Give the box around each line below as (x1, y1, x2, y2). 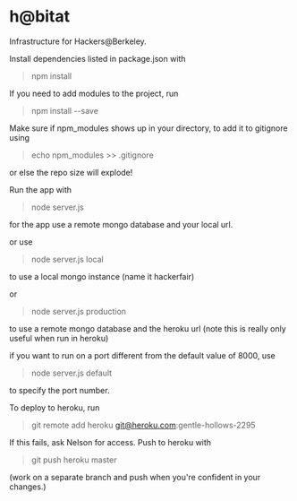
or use (9, 236, 33, 247)
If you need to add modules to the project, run (9, 88, 179, 99)
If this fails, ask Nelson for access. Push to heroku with (9, 436, 212, 447)
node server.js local (30, 254, 105, 264)
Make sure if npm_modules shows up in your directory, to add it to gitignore (9, 123, 288, 134)
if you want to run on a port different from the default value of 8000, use (9, 350, 276, 360)
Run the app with (9, 184, 72, 194)
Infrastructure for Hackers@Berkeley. (9, 36, 148, 47)
